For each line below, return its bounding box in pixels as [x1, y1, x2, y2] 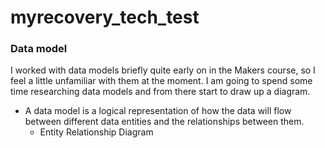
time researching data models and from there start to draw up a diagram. [10, 86, 311, 98]
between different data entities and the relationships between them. [24, 116, 305, 128]
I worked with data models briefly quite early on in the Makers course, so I [10, 64, 316, 76]
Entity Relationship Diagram [39, 126, 154, 138]
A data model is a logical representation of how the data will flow [24, 105, 292, 117]
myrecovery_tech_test [10, 6, 200, 29]
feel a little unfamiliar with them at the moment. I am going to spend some [10, 75, 313, 87]
